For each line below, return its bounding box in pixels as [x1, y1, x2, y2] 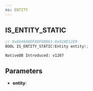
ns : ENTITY [5, 7, 28, 13]
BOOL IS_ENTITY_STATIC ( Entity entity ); [5, 44, 89, 49]
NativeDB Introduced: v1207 [5, 53, 64, 58]
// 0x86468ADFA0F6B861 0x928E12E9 [5, 39, 78, 44]
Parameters [5, 66, 43, 75]
